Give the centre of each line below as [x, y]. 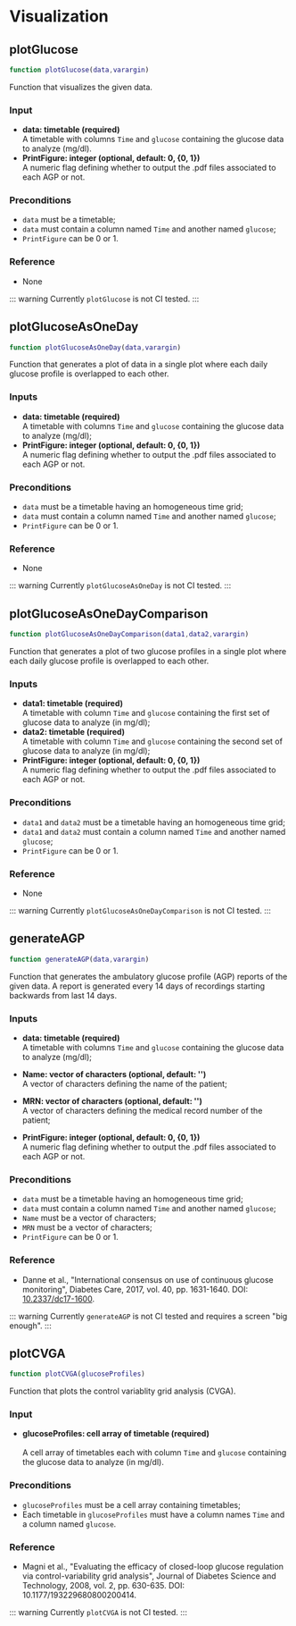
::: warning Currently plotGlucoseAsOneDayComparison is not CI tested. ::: [140, 910]
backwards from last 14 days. [63, 995]
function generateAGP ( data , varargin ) [79, 959]
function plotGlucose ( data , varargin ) [79, 70]
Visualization [59, 17]
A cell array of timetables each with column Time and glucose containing [154, 1453]
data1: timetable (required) [72, 703]
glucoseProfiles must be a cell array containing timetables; [131, 1504]
